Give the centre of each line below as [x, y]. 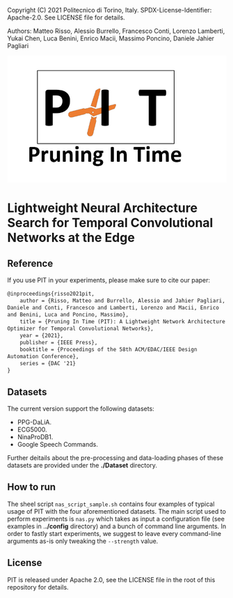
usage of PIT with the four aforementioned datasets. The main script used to [116, 511]
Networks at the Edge [71, 238]
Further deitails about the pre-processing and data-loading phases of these [115, 458]
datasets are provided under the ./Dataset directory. [82, 465]
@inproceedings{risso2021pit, [51, 294]
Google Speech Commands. [58, 444]
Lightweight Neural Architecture [103, 208]
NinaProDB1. [35, 437]
